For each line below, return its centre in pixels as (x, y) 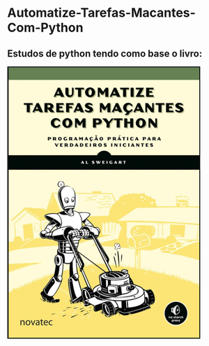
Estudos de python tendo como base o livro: (105, 53)
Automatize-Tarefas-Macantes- (102, 13)
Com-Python (45, 28)
